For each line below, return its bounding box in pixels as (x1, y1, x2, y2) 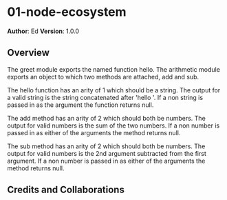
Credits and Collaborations (7, 184, 125, 196)
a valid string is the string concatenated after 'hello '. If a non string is (7, 93, 204, 101)
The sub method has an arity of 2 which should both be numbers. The (7, 142, 206, 150)
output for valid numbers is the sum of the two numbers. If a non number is (7, 121, 220, 130)
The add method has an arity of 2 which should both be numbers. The (7, 114, 206, 122)
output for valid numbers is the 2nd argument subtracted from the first (7, 149, 206, 157)
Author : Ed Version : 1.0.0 (7, 27, 80, 35)
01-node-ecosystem (7, 4, 127, 20)
